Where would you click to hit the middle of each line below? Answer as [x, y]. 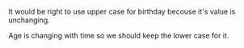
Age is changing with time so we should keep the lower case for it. [119, 36]
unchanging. [29, 20]
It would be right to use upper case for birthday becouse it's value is [122, 12]
